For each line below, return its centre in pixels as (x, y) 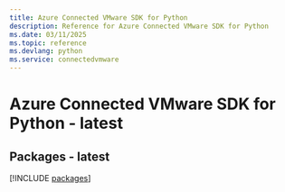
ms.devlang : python (46, 51)
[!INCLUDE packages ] (50, 178)
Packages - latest (60, 156)
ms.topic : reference (48, 43)
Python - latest (66, 123)
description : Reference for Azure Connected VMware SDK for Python (139, 26)
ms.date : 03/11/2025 (48, 34)
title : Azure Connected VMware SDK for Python (99, 18)
